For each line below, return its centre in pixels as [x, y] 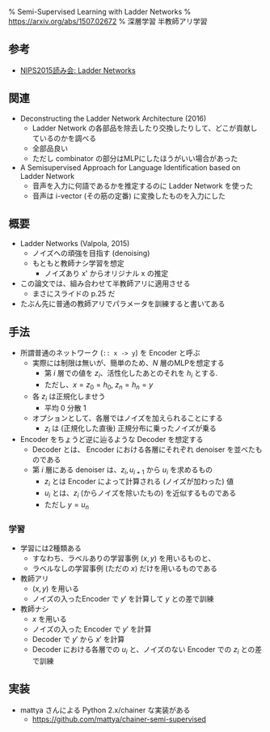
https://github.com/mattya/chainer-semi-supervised [119, 719]
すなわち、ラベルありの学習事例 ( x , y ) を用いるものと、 [124, 558]
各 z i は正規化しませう [69, 397]
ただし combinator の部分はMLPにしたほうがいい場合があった [135, 158]
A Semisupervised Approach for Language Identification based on [130, 167]
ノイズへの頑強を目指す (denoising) [91, 253]
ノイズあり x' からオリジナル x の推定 [106, 274]
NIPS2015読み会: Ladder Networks [78, 70]
